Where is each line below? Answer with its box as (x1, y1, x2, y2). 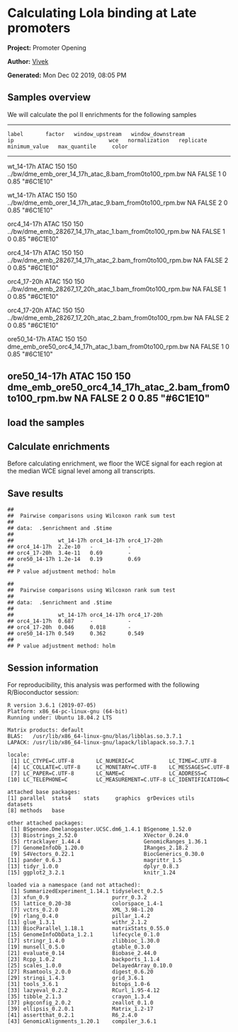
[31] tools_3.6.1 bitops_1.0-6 (7, 980, 151, 987)
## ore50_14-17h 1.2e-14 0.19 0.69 (7, 556, 141, 563)
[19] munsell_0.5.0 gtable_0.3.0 (7, 943, 151, 951)
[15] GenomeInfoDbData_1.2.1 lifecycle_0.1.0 (7, 931, 160, 938)
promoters (7, 20, 71, 36)
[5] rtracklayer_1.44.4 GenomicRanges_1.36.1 (10, 838, 208, 845)
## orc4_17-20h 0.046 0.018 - (7, 624, 132, 631)
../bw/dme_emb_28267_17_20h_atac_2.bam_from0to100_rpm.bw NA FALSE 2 (7, 313, 229, 322)
